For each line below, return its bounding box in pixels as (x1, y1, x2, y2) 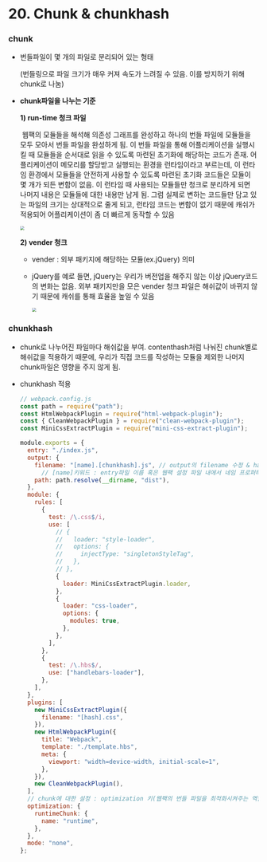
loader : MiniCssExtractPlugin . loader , (62, 580, 192, 588)
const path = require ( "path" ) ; (19, 402, 124, 411)
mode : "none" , (27, 839, 74, 848)
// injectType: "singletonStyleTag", (55, 550, 195, 558)
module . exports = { (19, 439, 85, 447)
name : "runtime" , (41, 817, 99, 825)
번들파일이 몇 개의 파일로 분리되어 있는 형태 (19, 53, 154, 62)
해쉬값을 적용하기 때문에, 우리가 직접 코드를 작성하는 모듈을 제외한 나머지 (19, 352, 245, 361)
